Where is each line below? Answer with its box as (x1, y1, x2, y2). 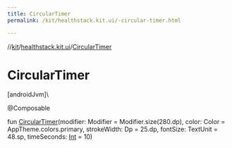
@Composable (7, 104, 51, 113)
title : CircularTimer (7, 10, 71, 18)
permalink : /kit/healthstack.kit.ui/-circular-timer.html (7, 17, 181, 24)
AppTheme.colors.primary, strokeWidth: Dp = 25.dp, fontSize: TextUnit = (7, 125, 219, 134)
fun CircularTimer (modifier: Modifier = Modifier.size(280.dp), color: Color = (7, 118, 226, 126)
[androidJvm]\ (7, 90, 49, 99)
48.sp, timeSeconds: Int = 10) (7, 132, 93, 141)
